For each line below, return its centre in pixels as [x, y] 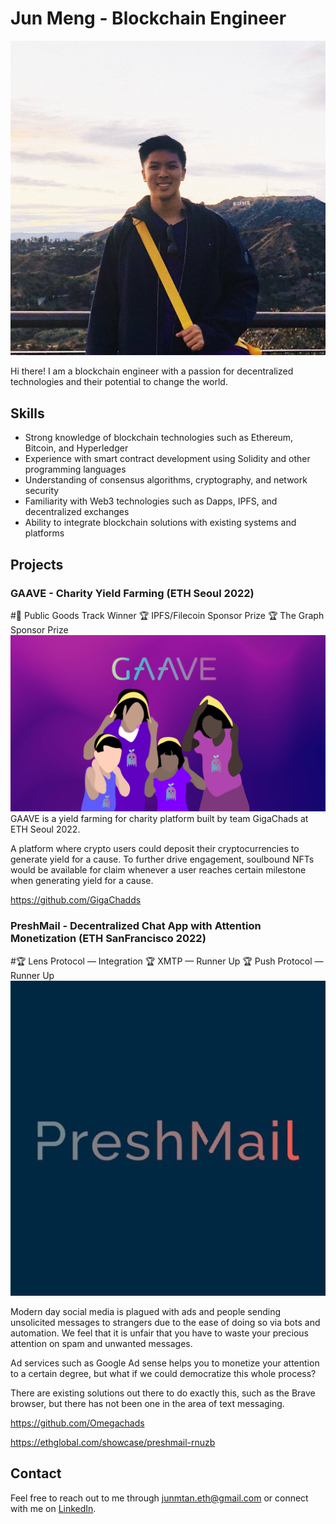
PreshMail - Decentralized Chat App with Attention [136, 926]
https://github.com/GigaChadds [76, 900]
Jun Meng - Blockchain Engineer [148, 18]
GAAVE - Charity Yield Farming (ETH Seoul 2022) [132, 593]
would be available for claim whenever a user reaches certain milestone [158, 870]
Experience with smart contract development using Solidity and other [167, 459]
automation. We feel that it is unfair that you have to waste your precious [159, 1333]
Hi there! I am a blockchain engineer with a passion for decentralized [152, 371]
